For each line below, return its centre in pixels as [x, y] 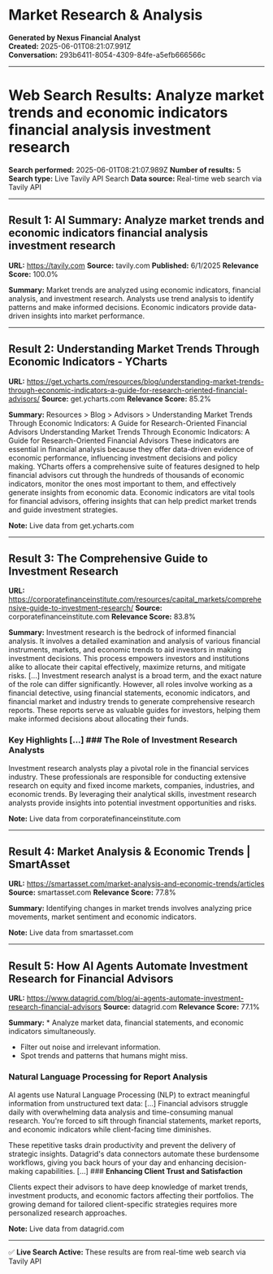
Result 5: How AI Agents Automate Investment [128, 966]
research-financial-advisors [55, 1007]
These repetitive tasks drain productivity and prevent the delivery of [122, 1145]
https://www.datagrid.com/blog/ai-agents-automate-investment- [135, 998]
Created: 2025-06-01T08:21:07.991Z [70, 46]
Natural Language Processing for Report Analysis [108, 1077]
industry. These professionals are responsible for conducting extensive [128, 777]
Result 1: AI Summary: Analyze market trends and [136, 220]
